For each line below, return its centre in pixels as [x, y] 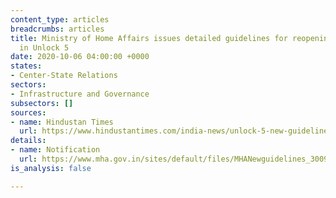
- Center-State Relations [64, 76]
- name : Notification [55, 150]
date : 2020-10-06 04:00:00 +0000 [80, 57]
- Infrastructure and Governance [80, 94]
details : [28, 141]
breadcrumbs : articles [57, 29]
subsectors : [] [42, 103]
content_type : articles [60, 19]
